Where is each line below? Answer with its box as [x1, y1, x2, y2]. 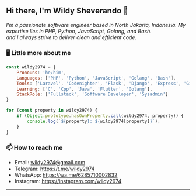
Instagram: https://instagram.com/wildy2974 [14, 177, 122, 184]
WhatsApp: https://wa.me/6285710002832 [14, 171, 118, 178]
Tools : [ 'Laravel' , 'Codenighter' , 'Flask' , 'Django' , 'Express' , [16, 80, 181, 87]
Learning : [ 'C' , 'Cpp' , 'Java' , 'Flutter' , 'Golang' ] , [16, 86, 153, 92]
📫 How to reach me [6, 143, 63, 152]
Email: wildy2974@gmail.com [14, 159, 86, 166]
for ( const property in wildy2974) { [6, 108, 98, 114]
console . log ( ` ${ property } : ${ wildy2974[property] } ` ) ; [27, 118, 160, 124]
